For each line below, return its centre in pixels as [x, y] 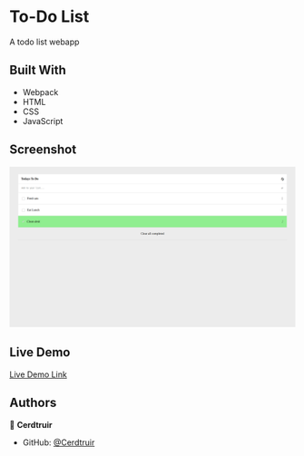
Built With [38, 70]
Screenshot [43, 150]
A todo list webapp [44, 42]
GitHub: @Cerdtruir [59, 442]
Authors [33, 403]
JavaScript [43, 121]
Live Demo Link [39, 374]
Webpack [40, 92]
